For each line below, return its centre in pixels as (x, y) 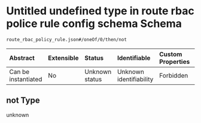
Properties (175, 61)
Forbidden (174, 75)
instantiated (26, 79)
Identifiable (134, 58)
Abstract (22, 58)
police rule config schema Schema (94, 24)
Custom (171, 54)
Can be (19, 72)
